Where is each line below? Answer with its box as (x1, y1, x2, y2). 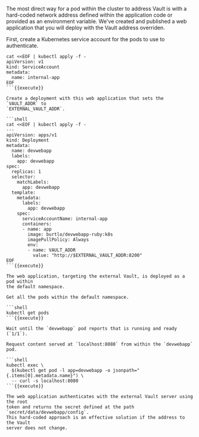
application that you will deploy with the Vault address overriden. (6, 24, 165, 31)
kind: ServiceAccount (6, 64, 60, 70)
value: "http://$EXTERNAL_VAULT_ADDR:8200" (32, 252, 143, 258)
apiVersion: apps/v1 (6, 132, 58, 138)
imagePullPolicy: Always (27, 237, 89, 243)
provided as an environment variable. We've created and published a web (6, 18, 187, 25)
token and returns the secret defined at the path (6, 404, 135, 410)
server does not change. (6, 425, 68, 431)
